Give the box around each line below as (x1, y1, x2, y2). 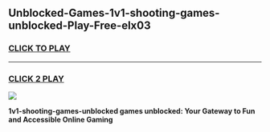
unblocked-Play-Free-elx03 (8, 19, 151, 33)
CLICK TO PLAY (8, 43, 71, 54)
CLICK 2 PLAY (8, 73, 64, 84)
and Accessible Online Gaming (8, 114, 113, 124)
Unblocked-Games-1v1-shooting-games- (8, 6, 220, 20)
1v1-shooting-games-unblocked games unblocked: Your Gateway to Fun (8, 106, 256, 115)
